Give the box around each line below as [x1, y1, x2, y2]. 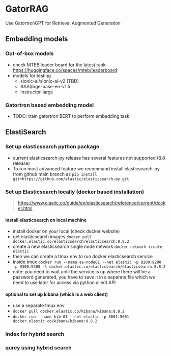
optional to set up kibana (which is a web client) [5, 291, 108, 297]
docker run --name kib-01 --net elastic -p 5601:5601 [12, 314, 129, 319]
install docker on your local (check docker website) [12, 228, 120, 235]
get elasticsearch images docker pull [12, 234, 92, 240]
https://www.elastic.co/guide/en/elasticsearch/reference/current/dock [17, 199, 166, 206]
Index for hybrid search [5, 330, 65, 338]
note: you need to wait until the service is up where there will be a [12, 269, 151, 275]
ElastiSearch [5, 128, 46, 137]
